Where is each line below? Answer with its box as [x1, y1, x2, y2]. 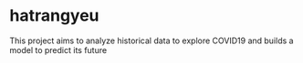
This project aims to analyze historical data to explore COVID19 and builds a [9, 35, 294, 46]
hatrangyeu [9, 5, 99, 26]
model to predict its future [9, 44, 108, 55]
